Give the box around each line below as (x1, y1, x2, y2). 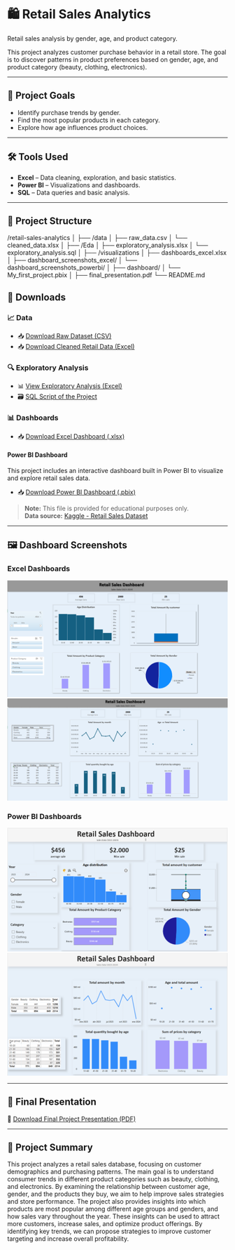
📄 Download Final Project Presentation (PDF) (7, 1115, 136, 1123)
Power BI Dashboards (7, 812, 82, 822)
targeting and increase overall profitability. (7, 1235, 129, 1243)
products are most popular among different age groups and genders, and (7, 1205, 218, 1214)
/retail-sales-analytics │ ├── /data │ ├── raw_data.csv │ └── (7, 234, 187, 242)
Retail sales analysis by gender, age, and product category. (7, 34, 178, 43)
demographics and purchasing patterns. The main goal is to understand (7, 1167, 215, 1176)
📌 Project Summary (7, 1141, 93, 1153)
